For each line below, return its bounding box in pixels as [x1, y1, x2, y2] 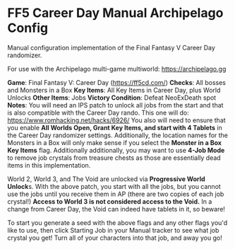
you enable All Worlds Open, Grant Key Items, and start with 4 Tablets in [7, 123, 222, 132]
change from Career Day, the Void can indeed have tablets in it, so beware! [7, 204, 226, 213]
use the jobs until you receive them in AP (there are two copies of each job [7, 190, 224, 198]
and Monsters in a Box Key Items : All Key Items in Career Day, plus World [7, 86, 221, 94]
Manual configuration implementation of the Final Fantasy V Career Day [7, 43, 215, 52]
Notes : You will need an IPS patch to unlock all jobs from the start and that [7, 100, 224, 109]
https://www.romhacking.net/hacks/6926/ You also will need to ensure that [7, 115, 226, 124]
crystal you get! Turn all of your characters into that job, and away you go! [7, 233, 222, 242]
